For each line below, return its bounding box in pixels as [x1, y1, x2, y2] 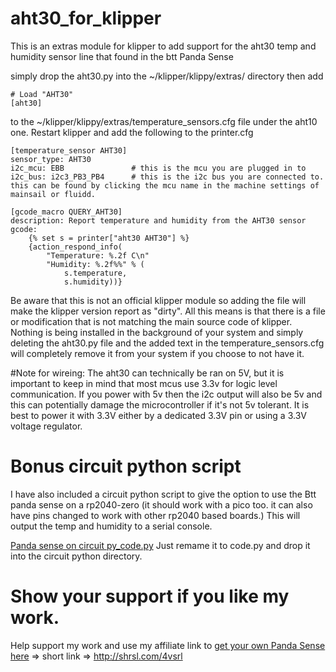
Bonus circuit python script [10, 455, 242, 478]
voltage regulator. [10, 420, 83, 432]
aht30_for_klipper [10, 7, 162, 30]
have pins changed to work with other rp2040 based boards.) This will [10, 509, 301, 521]
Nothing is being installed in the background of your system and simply [10, 326, 304, 338]
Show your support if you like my [10, 585, 290, 608]
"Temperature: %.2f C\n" [46, 250, 150, 261]
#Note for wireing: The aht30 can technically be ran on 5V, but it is [10, 367, 285, 379]
